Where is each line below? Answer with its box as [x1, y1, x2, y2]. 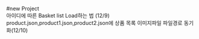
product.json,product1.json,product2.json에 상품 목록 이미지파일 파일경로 [6, 19, 183, 26]
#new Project [6, 5, 39, 12]
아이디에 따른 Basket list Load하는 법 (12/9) [6, 12, 110, 19]
